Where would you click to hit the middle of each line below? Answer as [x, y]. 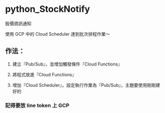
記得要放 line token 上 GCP [37, 105]
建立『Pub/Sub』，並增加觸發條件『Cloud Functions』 [67, 64]
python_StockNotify [48, 9]
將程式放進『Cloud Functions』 [44, 74]
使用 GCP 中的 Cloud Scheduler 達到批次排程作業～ [58, 34]
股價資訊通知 [18, 23]
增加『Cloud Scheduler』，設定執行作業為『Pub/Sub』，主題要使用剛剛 [84, 85]
